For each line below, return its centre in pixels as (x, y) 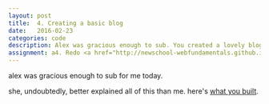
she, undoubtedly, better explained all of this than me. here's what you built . (133, 91)
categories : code (37, 38)
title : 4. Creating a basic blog (66, 23)
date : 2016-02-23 (41, 30)
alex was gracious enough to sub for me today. (86, 76)
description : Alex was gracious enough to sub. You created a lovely (127, 46)
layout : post (30, 16)
